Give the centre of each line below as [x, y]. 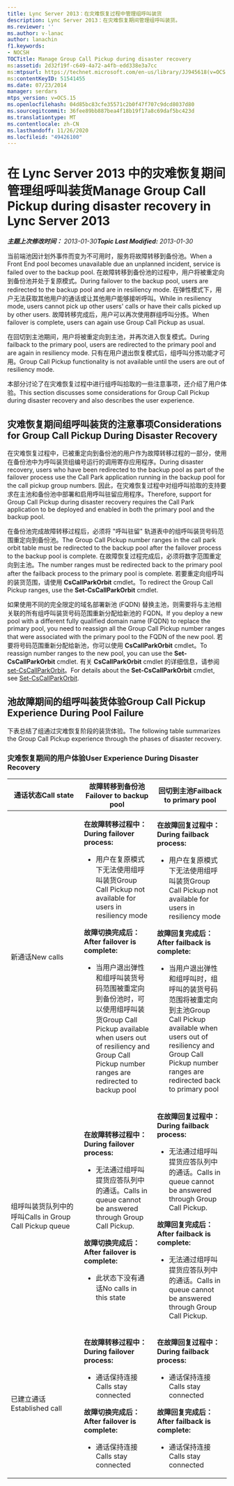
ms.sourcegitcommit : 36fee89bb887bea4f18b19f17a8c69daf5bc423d [101, 111]
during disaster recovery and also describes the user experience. [101, 400]
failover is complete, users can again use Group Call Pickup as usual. [106, 322]
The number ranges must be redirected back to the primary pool [130, 565]
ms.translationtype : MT [42, 117]
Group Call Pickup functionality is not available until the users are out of [122, 362]
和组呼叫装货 [117, 978]
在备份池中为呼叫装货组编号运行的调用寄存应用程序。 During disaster [106, 462]
